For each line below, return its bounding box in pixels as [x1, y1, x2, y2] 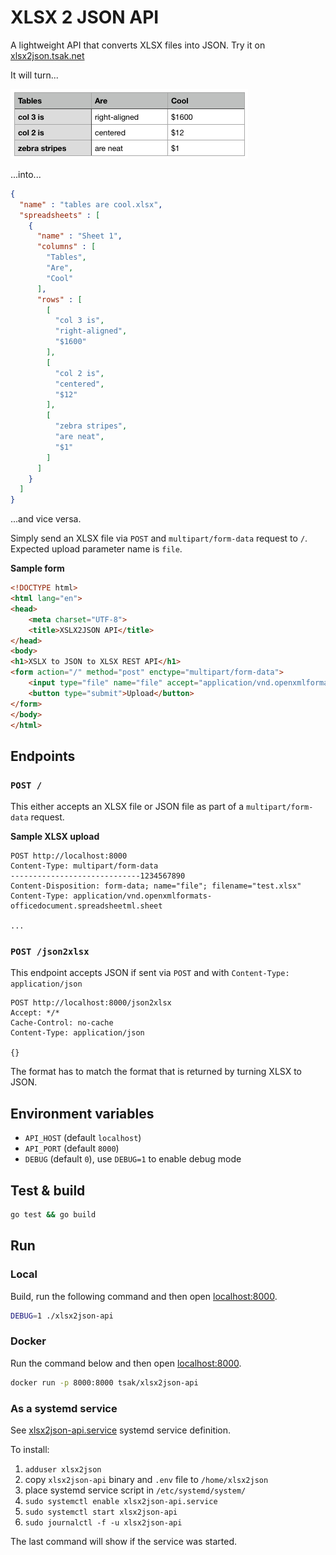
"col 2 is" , [54, 368, 105, 378]
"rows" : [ [36, 294, 83, 305]
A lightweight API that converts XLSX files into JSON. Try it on [10, 39, 266, 51]
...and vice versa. [10, 513, 82, 525]
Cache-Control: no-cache [10, 1018, 114, 1028]
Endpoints [10, 747, 76, 765]
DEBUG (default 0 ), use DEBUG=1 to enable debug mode [24, 1153, 242, 1165]
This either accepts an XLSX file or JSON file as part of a [10, 801, 245, 813]
